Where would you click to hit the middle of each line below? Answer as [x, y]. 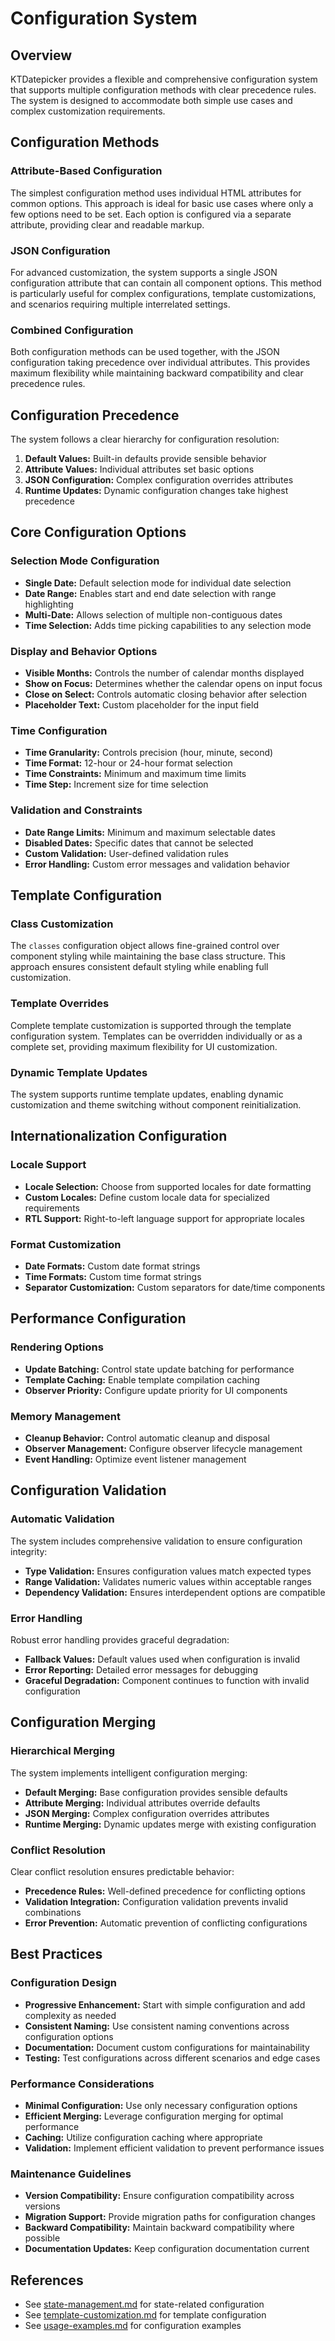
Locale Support [48, 1165]
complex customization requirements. [88, 111]
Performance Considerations [82, 2084]
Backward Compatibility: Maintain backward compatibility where [159, 2228]
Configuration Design [64, 1983]
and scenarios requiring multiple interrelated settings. [120, 304]
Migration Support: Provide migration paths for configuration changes [170, 2217]
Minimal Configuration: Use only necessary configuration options [161, 2105]
